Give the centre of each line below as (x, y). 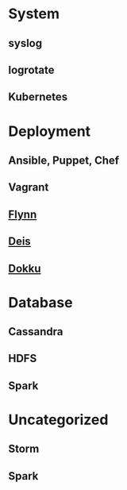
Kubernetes (38, 97)
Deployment (50, 131)
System (34, 14)
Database (40, 302)
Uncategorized (58, 420)
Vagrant (29, 187)
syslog (25, 43)
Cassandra (36, 332)
